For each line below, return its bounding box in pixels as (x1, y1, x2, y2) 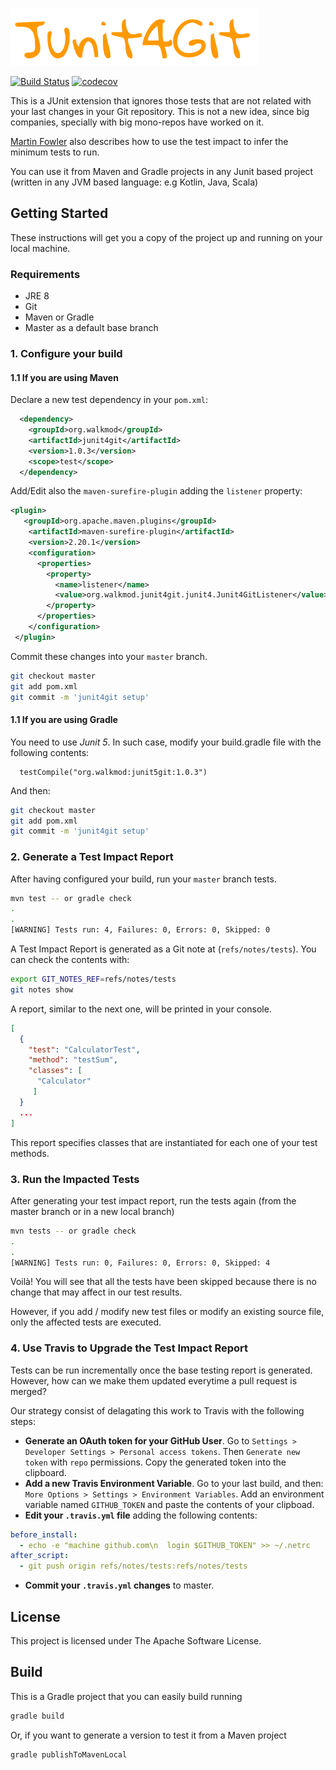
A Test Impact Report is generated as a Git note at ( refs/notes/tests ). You (10, 943, 317, 955)
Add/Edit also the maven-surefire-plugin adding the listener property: (10, 485, 303, 497)
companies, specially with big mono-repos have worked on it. (10, 116, 265, 128)
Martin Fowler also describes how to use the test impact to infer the (10, 136, 289, 147)
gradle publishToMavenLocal (10, 1749, 128, 1760)
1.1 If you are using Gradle (10, 714, 118, 726)
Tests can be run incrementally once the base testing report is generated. (10, 1364, 313, 1376)
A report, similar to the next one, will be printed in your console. (10, 1003, 272, 1015)
